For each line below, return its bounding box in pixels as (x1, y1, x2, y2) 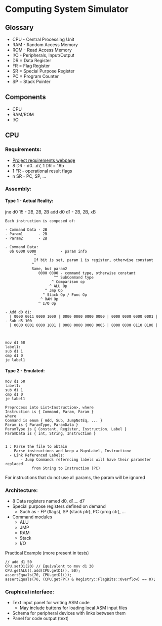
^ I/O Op (38, 301, 56, 306)
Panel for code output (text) (12, 616, 69, 622)
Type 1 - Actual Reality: (5, 198, 53, 204)
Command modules (12, 514, 53, 520)
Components (5, 93, 46, 101)
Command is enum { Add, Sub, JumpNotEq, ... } (5, 418, 103, 423)
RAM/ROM (12, 111, 34, 117)
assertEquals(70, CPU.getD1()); (5, 572, 72, 578)
